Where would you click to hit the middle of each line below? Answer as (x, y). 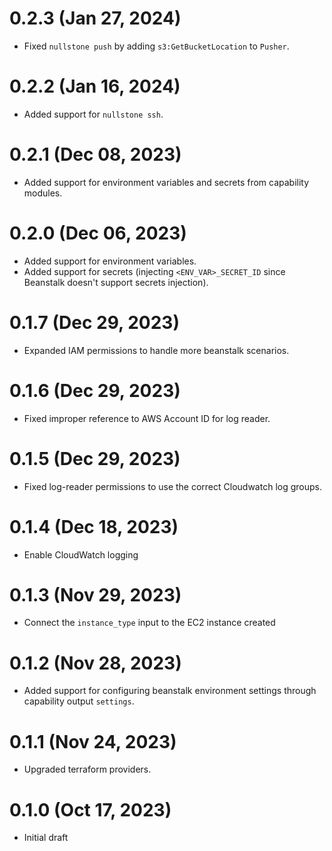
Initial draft (46, 838)
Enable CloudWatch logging (81, 554)
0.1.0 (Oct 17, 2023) (90, 809)
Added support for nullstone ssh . (93, 114)
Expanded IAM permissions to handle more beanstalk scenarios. (156, 350)
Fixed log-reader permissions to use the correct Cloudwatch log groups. (172, 486)
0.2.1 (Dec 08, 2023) (95, 154)
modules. (43, 193)
